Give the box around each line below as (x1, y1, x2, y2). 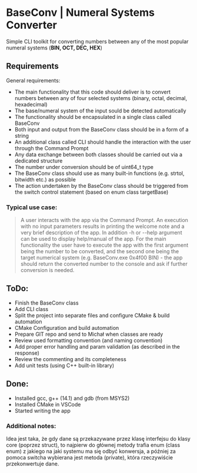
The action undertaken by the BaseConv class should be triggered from (14, 182, 188, 189)
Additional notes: (6, 422, 56, 430)
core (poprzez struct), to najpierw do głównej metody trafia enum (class (6, 441, 181, 448)
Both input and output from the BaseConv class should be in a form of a (14, 125, 189, 133)
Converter (6, 18, 57, 32)
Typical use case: (6, 203, 58, 211)
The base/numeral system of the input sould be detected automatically (14, 107, 186, 114)
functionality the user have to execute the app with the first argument (20, 242, 189, 249)
